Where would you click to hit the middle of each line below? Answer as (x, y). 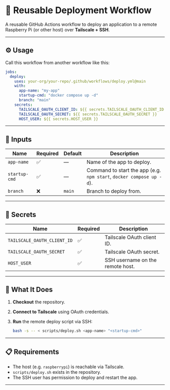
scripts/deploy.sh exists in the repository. (57, 372)
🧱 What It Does (29, 290)
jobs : (11, 72)
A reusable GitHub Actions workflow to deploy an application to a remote (81, 24)
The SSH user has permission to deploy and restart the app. (75, 377)
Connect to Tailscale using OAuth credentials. (61, 312)
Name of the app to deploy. (119, 162)
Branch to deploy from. (114, 191)
